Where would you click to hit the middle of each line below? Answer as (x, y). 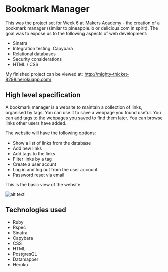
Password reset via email (38, 175)
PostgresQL (25, 254)
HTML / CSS (25, 64)
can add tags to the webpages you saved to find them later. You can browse (84, 118)
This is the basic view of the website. (44, 184)
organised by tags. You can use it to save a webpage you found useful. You (83, 112)
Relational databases (34, 54)
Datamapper (25, 259)
